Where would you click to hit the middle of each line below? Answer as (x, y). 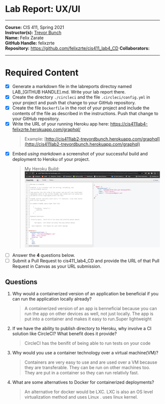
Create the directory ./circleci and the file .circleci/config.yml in (81, 97)
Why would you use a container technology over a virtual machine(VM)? (85, 352)
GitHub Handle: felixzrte (30, 43)
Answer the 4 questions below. (43, 255)
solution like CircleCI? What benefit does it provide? (64, 334)
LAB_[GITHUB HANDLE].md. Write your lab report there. (69, 92)
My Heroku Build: (42, 169)
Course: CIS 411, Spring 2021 (35, 27)
